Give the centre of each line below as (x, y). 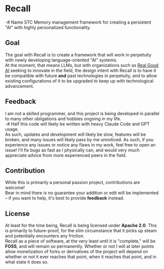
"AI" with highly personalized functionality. (48, 27)
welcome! (15, 188)
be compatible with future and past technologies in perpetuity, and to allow (81, 75)
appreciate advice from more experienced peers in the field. (66, 155)
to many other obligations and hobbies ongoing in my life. (63, 119)
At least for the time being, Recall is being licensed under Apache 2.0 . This (81, 225)
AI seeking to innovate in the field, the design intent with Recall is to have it (81, 70)
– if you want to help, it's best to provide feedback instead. (65, 198)
